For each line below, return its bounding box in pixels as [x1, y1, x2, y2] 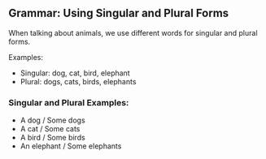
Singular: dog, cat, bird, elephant [20, 68, 130, 78]
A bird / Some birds [20, 133, 85, 143]
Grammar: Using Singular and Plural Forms [8, 6, 229, 20]
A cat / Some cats [20, 124, 81, 134]
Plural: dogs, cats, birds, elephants [20, 76, 137, 86]
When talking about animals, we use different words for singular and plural [8, 28, 258, 37]
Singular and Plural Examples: [8, 97, 129, 108]
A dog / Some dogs [20, 115, 85, 125]
